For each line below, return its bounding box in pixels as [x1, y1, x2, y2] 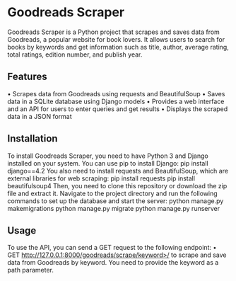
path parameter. [7, 266, 54, 275]
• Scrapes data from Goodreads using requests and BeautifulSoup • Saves [7, 89, 225, 98]
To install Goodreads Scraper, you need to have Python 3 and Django [7, 151, 208, 160]
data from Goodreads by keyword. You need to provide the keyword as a [7, 258, 219, 267]
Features [7, 71, 47, 83]
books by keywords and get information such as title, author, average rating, [7, 42, 230, 51]
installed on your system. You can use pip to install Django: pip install [7, 159, 208, 167]
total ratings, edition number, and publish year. [7, 50, 143, 59]
